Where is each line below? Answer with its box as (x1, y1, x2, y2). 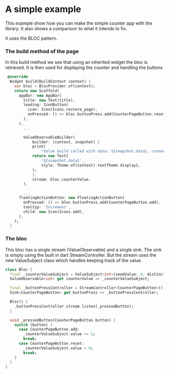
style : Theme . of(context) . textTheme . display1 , (41, 162, 141, 168)
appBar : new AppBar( (18, 93, 62, 98)
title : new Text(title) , (23, 98, 75, 103)
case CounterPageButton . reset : (18, 341, 84, 346)
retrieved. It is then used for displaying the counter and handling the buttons (5, 64, 163, 71)
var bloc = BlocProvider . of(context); (14, 83, 96, 88)
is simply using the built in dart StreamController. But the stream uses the (5, 252, 157, 258)
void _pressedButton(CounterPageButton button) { (10, 318, 116, 323)
